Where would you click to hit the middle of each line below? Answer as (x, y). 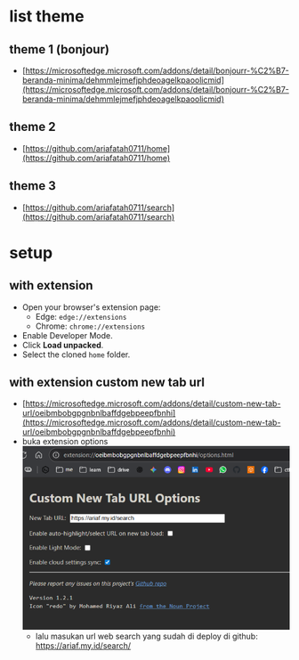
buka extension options (65, 442)
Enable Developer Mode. (67, 335)
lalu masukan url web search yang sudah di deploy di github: (146, 636)
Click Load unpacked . (63, 345)
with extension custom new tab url (107, 383)
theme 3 (32, 186)
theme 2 (32, 127)
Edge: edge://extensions (81, 316)
